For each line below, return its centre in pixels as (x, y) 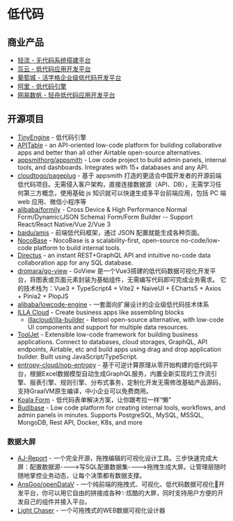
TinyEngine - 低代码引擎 (52, 137)
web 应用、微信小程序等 (52, 201)
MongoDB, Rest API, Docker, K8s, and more (80, 422)
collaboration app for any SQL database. (75, 263)
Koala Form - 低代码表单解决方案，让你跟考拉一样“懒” (94, 399)
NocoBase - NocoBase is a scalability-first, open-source (98, 240)
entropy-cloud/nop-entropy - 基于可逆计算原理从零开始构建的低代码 (114, 365)
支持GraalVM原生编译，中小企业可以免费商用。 (85, 391)
